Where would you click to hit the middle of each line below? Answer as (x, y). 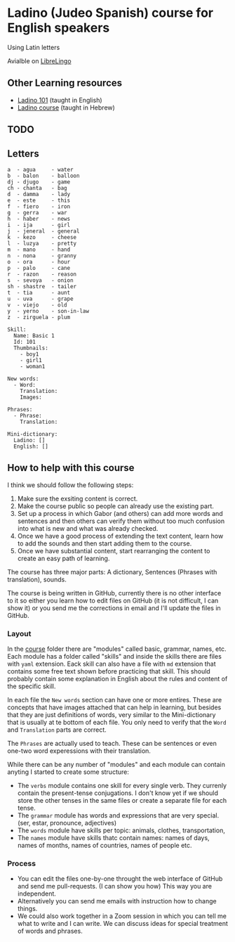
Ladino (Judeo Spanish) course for (110, 13)
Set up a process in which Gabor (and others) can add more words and (120, 513)
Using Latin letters (34, 47)
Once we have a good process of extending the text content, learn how (120, 536)
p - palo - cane (39, 268)
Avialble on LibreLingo (39, 60)
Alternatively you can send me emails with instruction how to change (117, 901)
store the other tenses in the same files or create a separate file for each (122, 801)
